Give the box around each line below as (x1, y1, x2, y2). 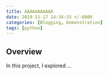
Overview (6, 46, 43, 56)
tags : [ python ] (6, 25, 43, 31)
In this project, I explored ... (6, 62, 72, 69)
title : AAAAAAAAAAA (6, 8, 54, 15)
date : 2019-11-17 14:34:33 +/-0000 (6, 14, 93, 20)
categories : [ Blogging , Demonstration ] (6, 19, 103, 25)
